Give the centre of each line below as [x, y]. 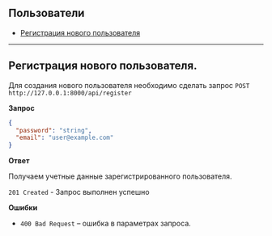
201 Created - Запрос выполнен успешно [79, 192]
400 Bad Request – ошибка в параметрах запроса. [106, 223]
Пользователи [47, 13]
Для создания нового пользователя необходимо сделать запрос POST [129, 85]
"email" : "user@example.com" [65, 138]
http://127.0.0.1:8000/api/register [70, 93]
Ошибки [23, 208]
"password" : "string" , [54, 130]
